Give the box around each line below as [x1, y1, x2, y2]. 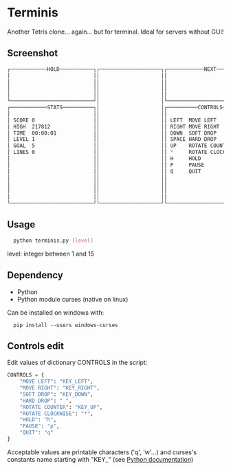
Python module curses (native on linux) [16, 295, 129, 303]
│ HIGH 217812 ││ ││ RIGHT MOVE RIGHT [7, 123, 220, 130]
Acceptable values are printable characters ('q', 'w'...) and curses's [7, 448, 197, 456]
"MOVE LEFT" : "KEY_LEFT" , [19, 378, 94, 385]
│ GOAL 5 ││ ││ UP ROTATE [7, 142, 208, 149]
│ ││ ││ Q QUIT [7, 168, 201, 175]
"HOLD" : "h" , [19, 416, 57, 423]
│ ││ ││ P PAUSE [7, 161, 205, 168]
